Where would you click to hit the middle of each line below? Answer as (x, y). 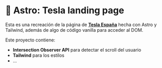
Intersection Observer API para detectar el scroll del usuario (77, 50)
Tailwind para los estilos (39, 55)
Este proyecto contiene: (30, 40)
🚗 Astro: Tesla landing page (65, 10)
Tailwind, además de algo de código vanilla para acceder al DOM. (74, 30)
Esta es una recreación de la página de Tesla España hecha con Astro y (81, 25)
